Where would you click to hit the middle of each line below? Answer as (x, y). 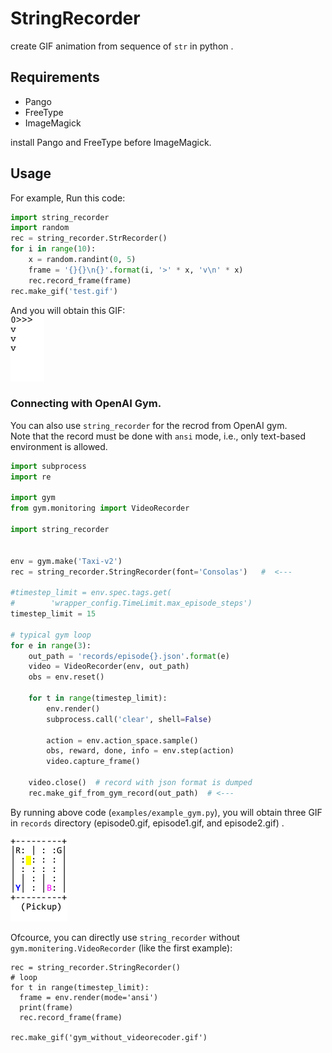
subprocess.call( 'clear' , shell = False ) (129, 719)
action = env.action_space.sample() (122, 740)
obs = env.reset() (66, 677)
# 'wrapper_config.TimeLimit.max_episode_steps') (131, 603)
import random (40, 228)
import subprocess (48, 466)
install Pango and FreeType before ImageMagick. (111, 142)
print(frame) (46, 1007)
